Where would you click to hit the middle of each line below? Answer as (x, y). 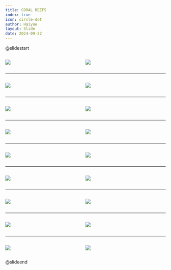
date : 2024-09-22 (24, 34)
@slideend (17, 262)
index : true (18, 15)
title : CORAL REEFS (26, 10)
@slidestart (17, 48)
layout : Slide (20, 29)
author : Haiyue (21, 24)
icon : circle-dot (24, 19)
